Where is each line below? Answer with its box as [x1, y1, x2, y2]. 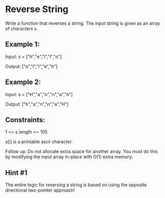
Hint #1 [5, 168, 28, 177]
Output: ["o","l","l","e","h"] [5, 63, 58, 69]
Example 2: [5, 78, 41, 87]
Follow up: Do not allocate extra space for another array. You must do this [5, 149, 158, 155]
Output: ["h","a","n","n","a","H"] [5, 101, 69, 107]
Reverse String [5, 4, 69, 15]
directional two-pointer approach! [5, 187, 75, 193]
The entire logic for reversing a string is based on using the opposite [5, 182, 147, 188]
